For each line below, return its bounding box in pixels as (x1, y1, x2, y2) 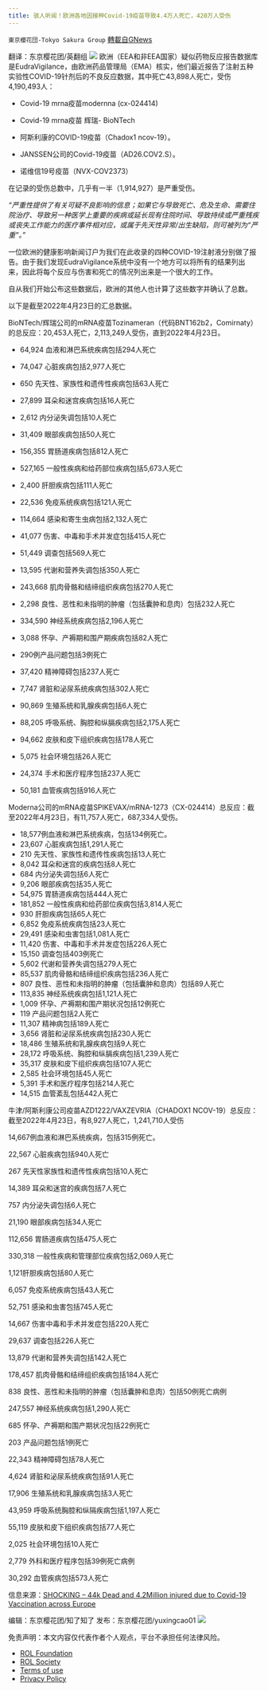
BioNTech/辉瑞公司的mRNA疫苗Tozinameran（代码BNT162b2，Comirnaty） (8, 317, 258, 327)
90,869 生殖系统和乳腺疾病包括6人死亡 (19, 700, 148, 710)
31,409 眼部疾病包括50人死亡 (19, 429, 116, 439)
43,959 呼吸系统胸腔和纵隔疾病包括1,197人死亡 (8, 1505, 161, 1515)
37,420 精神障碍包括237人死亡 (19, 667, 121, 676)
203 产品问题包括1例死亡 (8, 1437, 89, 1447)
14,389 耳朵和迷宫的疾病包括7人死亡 (8, 1183, 127, 1192)
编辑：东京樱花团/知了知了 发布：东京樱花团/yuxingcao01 (8, 1615, 196, 1625)
